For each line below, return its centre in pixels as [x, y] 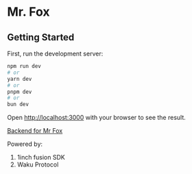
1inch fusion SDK [41, 158]
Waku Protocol [38, 164]
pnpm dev [20, 92]
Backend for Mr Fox [35, 131]
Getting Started [41, 37]
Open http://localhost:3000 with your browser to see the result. [97, 118]
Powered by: [25, 144]
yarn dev [20, 79]
